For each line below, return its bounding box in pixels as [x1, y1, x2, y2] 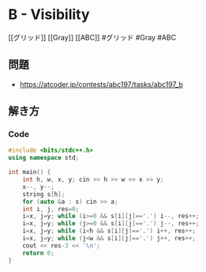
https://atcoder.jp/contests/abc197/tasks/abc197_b [19, 79, 183, 89]
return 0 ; [22, 249, 55, 257]
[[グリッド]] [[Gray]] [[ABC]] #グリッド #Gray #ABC [8, 32, 177, 42]
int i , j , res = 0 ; [22, 205, 80, 213]
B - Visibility [8, 6, 90, 24]
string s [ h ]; [22, 190, 66, 198]
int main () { [8, 168, 51, 176]
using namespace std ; [8, 154, 80, 162]
